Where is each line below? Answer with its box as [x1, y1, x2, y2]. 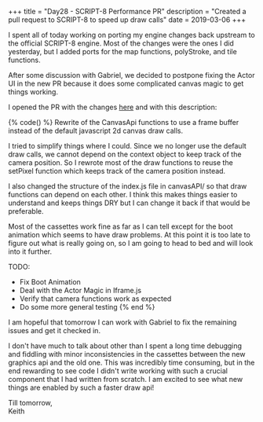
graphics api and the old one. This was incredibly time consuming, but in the [8, 358, 255, 367]
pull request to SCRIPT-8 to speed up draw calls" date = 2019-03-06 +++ [8, 15, 247, 24]
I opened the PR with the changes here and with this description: [8, 102, 217, 112]
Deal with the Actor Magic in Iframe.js [19, 286, 142, 295]
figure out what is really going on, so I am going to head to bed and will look [8, 239, 254, 248]
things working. [8, 87, 59, 97]
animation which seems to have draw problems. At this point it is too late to [8, 230, 251, 239]
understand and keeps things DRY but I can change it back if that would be [8, 198, 250, 207]
